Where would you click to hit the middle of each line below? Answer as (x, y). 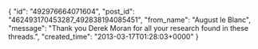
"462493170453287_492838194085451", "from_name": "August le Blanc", (130, 20)
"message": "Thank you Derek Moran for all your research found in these (129, 28)
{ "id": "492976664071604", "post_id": (71, 11)
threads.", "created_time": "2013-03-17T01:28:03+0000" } (104, 36)
